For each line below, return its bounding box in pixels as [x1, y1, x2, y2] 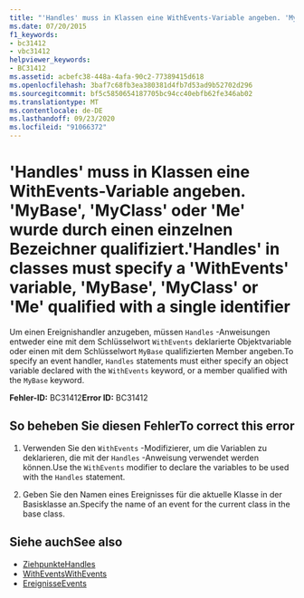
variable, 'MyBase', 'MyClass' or [9, 277, 259, 298]
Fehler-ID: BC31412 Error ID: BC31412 [9, 391, 148, 403]
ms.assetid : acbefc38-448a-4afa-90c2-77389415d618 [9, 72, 204, 82]
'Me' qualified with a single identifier [9, 296, 291, 317]
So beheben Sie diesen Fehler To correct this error [9, 419, 295, 434]
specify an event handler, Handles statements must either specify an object [9, 355, 289, 366]
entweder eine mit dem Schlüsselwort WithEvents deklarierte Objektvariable [9, 336, 292, 347]
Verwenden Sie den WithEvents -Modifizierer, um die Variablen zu [22, 442, 268, 453]
